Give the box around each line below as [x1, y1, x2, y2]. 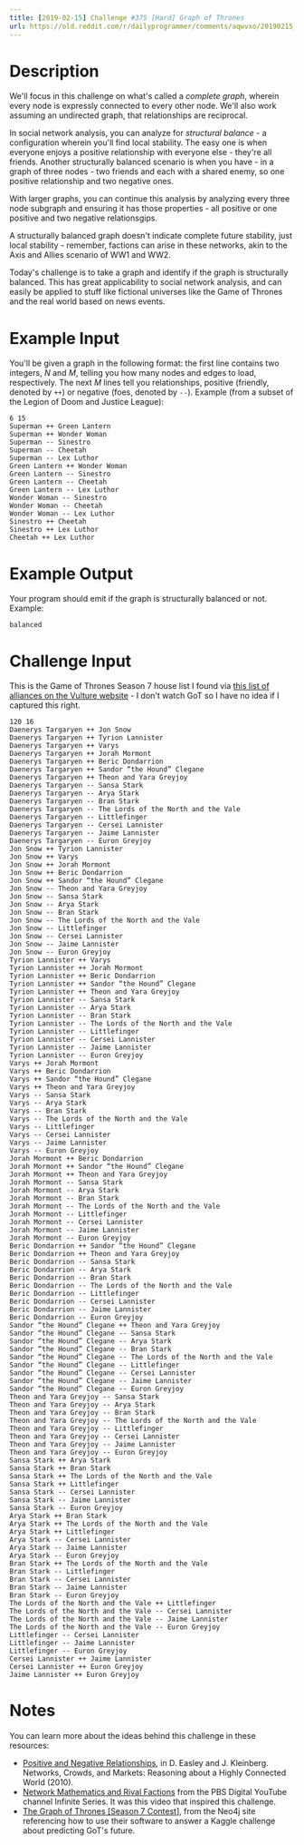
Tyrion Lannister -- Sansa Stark [9, 996, 136, 1005]
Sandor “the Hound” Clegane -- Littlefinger [9, 1360, 180, 1370]
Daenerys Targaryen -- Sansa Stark [9, 781, 144, 790]
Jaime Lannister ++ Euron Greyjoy [9, 1671, 140, 1680]
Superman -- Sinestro [9, 437, 91, 447]
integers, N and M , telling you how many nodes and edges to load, [9, 368, 257, 378]
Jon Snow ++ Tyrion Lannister [9, 845, 124, 854]
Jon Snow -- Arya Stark [9, 900, 100, 909]
